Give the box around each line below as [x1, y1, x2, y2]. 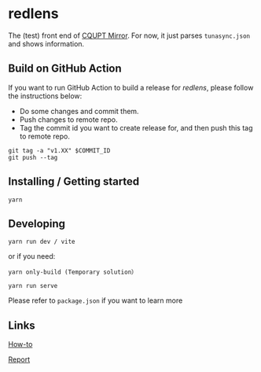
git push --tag [8, 153, 58, 161]
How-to [8, 340, 33, 349]
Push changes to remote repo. [19, 115, 118, 124]
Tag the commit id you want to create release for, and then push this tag [19, 123, 253, 132]
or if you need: [8, 252, 56, 261]
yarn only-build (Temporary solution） [8, 268, 138, 276]
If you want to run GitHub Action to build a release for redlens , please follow [8, 83, 254, 92]
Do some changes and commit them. [19, 106, 139, 116]
